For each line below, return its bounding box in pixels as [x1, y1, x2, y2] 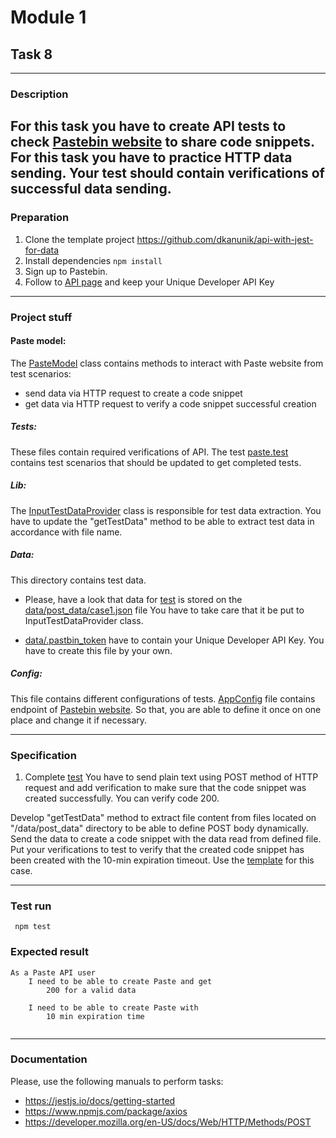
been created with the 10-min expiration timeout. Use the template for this [10, 854, 315, 866]
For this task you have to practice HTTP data [10, 149, 293, 166]
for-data [24, 244, 60, 256]
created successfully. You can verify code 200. [24, 792, 220, 804]
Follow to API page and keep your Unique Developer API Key [24, 276, 275, 288]
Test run [10, 899, 52, 913]
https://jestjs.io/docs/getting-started [24, 1094, 176, 1106]
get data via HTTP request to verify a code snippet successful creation [24, 397, 317, 410]
